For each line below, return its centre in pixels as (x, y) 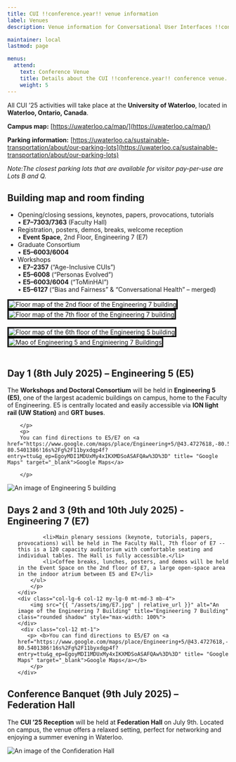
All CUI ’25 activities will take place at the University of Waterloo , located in (117, 105)
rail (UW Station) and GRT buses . (56, 413)
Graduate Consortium (49, 245)
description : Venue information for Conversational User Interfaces (110, 27)
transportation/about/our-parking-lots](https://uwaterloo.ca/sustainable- (112, 147)
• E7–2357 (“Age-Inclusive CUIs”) (66, 267)
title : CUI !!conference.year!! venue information (83, 14)
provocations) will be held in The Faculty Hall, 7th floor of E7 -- (122, 543)
